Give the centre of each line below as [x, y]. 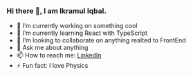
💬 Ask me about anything [52, 48]
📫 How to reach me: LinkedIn [59, 55]
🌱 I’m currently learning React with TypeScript [82, 33]
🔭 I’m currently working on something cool [77, 26]
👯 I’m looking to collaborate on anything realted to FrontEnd [101, 40]
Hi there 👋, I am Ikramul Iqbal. [56, 11]
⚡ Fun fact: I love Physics [52, 66]
